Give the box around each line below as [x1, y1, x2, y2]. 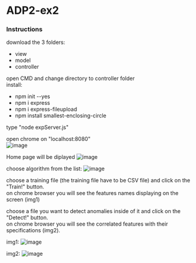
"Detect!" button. [6, 214, 49, 221]
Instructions [6, 25, 43, 34]
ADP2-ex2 [6, 4, 59, 17]
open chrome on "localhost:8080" [6, 135, 91, 143]
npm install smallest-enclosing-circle [14, 112, 106, 119]
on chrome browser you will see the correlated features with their [6, 220, 168, 227]
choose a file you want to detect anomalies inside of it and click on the [6, 208, 181, 215]
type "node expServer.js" [6, 124, 69, 131]
